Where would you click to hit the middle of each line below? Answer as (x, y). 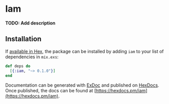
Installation (23, 39)
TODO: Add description (30, 23)
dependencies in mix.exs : (32, 57)
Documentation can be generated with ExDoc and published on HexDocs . (82, 85)
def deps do (18, 66)
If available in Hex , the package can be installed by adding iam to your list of (84, 51)
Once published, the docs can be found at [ (51, 91)
